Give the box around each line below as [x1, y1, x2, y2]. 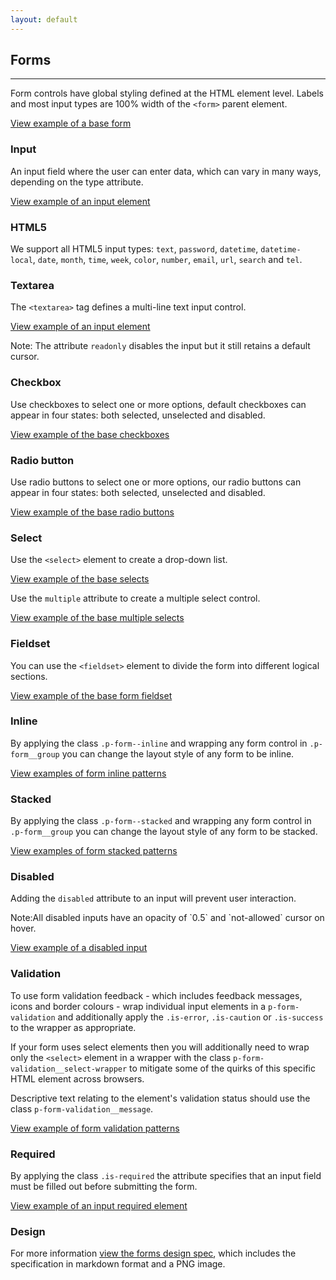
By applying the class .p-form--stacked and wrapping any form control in [10, 815, 312, 827]
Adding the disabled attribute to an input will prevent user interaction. [10, 892, 297, 905]
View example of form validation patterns [10, 1122, 180, 1134]
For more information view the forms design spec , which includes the [10, 1247, 297, 1260]
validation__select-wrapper [10, 1064, 128, 1074]
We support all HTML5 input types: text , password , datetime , [10, 243, 259, 255]
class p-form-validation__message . [10, 1102, 154, 1115]
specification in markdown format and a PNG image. [10, 1258, 226, 1270]
